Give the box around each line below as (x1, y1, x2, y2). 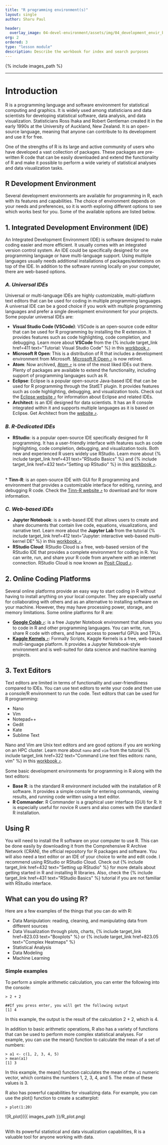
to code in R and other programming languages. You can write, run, (12, 625, 151, 631)
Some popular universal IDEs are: (5, 314, 74, 320)
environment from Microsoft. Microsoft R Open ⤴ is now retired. (12, 356, 143, 362)
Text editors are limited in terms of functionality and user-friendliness (5, 679, 148, 685)
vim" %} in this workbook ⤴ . (5, 758, 62, 764)
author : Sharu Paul (5, 17, 46, 22)
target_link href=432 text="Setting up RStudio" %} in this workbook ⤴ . (12, 461, 157, 467)
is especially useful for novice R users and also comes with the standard (12, 804, 161, 810)
